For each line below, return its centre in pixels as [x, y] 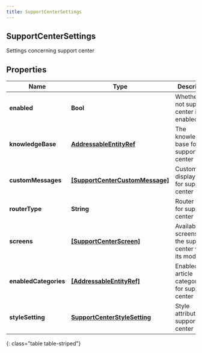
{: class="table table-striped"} [44, 343]
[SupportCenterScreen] [106, 242]
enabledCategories [37, 281]
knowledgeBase [33, 144]
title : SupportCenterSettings [44, 12]
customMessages [35, 180]
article [184, 273]
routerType [26, 209]
